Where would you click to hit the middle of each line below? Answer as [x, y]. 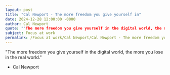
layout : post [19, 10]
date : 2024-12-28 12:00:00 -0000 [40, 19]
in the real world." [24, 57]
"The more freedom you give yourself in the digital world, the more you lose [84, 52]
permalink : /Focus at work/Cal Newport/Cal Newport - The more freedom [82, 38]
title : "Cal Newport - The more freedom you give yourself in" [73, 14]
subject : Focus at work [30, 33]
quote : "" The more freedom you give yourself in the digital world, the [83, 28]
